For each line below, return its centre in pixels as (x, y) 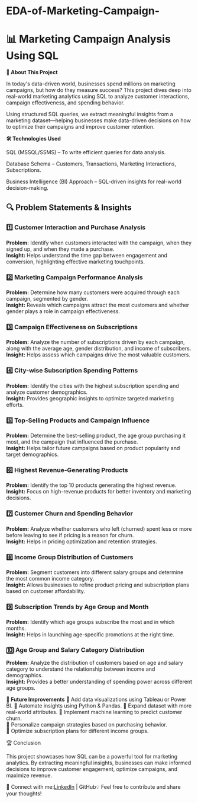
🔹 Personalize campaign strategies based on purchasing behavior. (87, 725)
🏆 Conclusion (24, 743)
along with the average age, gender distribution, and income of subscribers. (99, 349)
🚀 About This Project (32, 72)
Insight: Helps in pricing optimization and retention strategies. (82, 541)
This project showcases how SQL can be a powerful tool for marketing (92, 757)
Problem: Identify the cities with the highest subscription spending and (92, 385)
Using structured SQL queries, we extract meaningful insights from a (90, 114)
